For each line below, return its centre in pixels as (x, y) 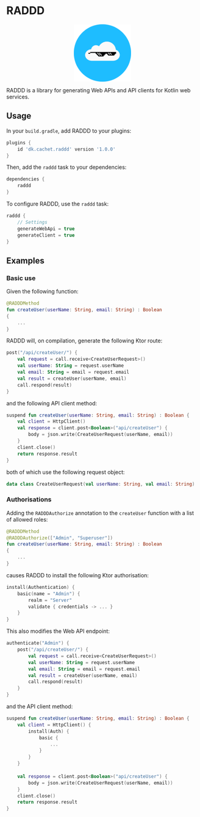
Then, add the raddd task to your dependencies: (66, 167)
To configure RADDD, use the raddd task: (57, 204)
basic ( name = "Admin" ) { (49, 594)
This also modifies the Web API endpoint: (58, 631)
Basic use (21, 278)
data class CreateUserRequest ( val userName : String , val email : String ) (101, 484)
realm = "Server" (50, 600)
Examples (25, 261)
